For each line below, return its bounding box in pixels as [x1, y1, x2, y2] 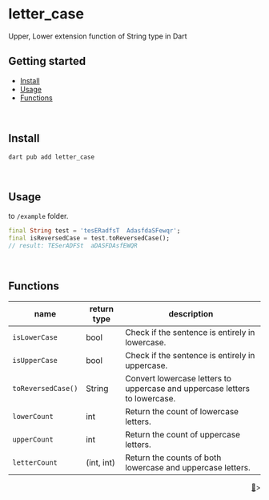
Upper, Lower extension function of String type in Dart [8, 31, 187, 41]
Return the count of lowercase [125, 405, 239, 417]
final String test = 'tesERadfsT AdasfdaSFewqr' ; [8, 227, 181, 235]
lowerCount [12, 412, 54, 421]
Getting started [8, 54, 86, 68]
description [168, 308, 214, 319]
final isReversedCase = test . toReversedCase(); [8, 234, 171, 243]
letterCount [12, 458, 58, 467]
